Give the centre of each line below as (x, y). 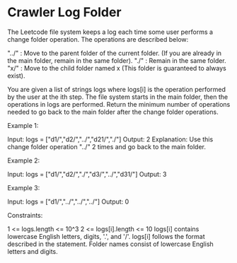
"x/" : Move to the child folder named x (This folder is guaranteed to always (117, 68)
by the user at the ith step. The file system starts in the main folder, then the (118, 97)
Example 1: (23, 125)
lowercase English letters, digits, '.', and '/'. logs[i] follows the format (106, 236)
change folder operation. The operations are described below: (98, 39)
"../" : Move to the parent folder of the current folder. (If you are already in (114, 53)
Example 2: (24, 160)
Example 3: (24, 187)
